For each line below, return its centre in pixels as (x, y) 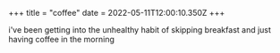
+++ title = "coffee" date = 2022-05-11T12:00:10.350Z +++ (117, 13)
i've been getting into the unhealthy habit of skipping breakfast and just (140, 30)
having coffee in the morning (62, 39)
